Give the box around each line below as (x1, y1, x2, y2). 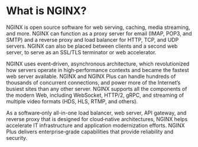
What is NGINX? (6, 4, 87, 18)
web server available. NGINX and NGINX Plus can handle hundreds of (6, 73, 176, 80)
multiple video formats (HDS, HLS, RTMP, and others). (6, 97, 138, 104)
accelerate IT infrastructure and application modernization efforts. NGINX (6, 122, 185, 129)
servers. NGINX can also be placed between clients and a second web (6, 43, 178, 50)
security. (6, 134, 28, 141)
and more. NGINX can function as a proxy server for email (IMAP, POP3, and (6, 30, 192, 37)
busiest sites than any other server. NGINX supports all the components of (6, 85, 187, 92)
